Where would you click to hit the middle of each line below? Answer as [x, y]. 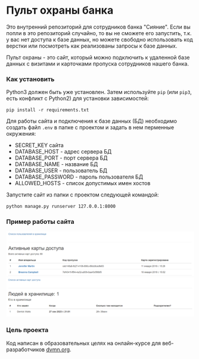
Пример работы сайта [40, 222]
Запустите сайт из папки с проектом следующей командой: [83, 195]
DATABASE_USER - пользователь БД [61, 171]
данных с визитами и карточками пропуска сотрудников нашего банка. [98, 64]
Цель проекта [27, 330]
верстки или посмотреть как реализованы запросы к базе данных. [92, 46]
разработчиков [26, 349]
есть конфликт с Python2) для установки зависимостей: [77, 98]
